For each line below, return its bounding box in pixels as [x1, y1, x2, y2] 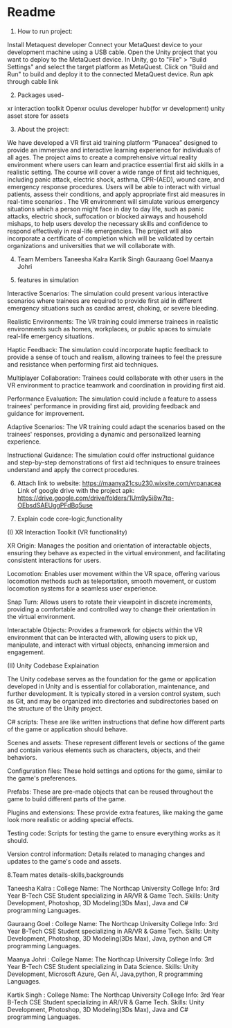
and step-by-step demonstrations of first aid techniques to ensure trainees [7, 458, 220, 467]
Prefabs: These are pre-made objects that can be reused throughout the [7, 787, 213, 796]
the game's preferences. [7, 774, 78, 782]
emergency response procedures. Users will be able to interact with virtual [7, 182, 220, 191]
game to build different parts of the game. [7, 794, 127, 803]
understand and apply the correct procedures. [7, 465, 140, 473]
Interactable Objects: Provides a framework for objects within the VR [7, 625, 203, 634]
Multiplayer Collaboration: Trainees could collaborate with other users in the [7, 374, 224, 382]
